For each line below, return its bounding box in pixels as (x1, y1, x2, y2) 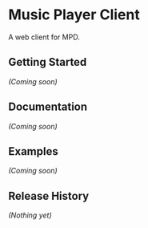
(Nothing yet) (8, 210, 52, 220)
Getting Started (8, 55, 87, 69)
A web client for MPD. (8, 32, 80, 42)
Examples (8, 145, 58, 158)
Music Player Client (8, 6, 140, 24)
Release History (8, 189, 90, 202)
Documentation (8, 100, 88, 114)
